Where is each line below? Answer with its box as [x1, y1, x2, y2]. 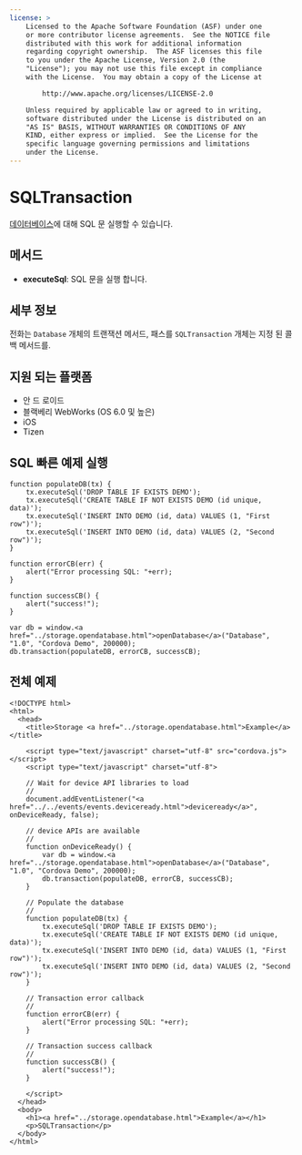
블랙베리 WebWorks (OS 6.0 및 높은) [22, 406, 156, 417]
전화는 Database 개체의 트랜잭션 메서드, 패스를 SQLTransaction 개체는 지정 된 [9, 329, 284, 340]
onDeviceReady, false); [9, 810, 100, 820]
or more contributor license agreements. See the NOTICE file [25, 30, 271, 39]
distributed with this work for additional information [25, 38, 243, 48]
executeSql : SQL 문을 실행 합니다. [22, 273, 147, 284]
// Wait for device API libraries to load [25, 778, 189, 788]
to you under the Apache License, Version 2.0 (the [25, 56, 226, 65]
